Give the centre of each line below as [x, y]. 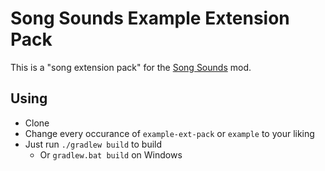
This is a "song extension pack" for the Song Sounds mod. [131, 67]
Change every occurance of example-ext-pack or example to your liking [169, 133]
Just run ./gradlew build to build [93, 144]
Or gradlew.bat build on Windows [111, 154]
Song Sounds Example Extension [150, 18]
